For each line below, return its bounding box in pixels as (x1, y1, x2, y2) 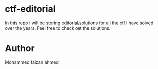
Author (5, 43, 35, 54)
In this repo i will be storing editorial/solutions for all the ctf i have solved (5, 20, 154, 26)
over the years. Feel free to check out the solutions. (5, 25, 111, 31)
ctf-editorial (5, 3, 56, 15)
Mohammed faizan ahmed (5, 59, 59, 65)
